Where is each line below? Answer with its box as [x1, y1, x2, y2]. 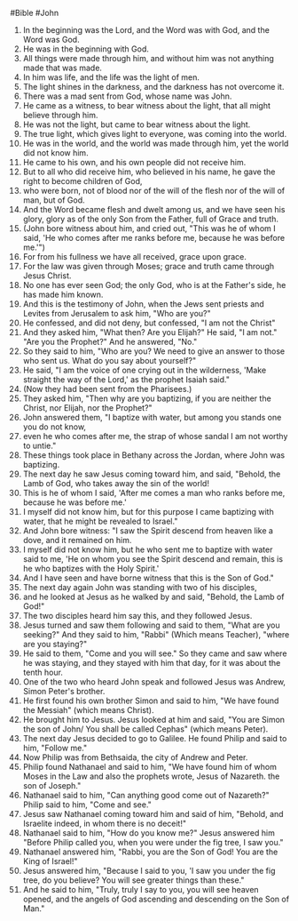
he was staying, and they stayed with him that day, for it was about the [22, 658, 281, 668]
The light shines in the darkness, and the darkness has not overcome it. [22, 82, 285, 92]
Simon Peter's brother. [22, 686, 106, 696]
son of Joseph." [22, 781, 82, 790]
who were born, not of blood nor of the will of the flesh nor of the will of [22, 186, 286, 196]
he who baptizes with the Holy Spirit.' [22, 564, 160, 573]
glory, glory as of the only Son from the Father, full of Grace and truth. [22, 213, 278, 224]
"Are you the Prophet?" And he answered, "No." [22, 337, 198, 347]
